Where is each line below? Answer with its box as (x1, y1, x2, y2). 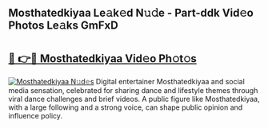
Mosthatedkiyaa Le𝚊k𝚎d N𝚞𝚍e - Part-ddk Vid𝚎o (8, 6, 254, 20)
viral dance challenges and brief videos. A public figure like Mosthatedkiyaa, (8, 95, 260, 103)
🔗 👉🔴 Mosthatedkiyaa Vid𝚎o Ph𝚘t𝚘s (8, 52, 198, 65)
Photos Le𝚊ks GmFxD (8, 19, 118, 33)
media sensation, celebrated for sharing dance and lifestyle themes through (8, 86, 258, 95)
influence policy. (8, 111, 62, 120)
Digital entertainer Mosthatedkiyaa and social (95, 77, 246, 86)
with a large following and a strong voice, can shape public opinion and (8, 103, 243, 112)
